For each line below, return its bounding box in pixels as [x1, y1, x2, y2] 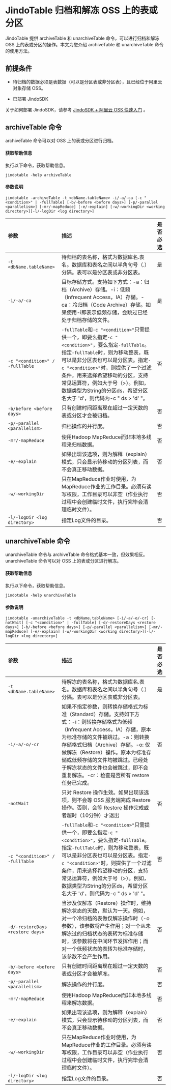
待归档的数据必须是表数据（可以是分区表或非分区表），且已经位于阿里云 [12, 78, 162, 84]
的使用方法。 [5, 48, 32, 54]
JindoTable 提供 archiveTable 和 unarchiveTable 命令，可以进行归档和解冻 [5, 35, 160, 41]
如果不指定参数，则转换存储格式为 [62, 703, 144, 710]
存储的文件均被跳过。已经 [82, 756, 144, 763]
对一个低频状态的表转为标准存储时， [62, 946, 149, 953]
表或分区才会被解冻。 [62, 970, 113, 977]
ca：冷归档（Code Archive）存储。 [61, 301, 146, 308]
